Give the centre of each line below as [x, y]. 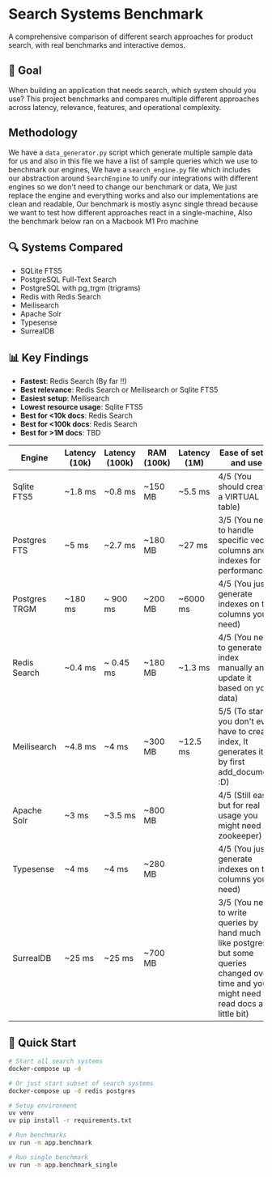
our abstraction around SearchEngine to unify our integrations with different [133, 178]
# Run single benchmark [49, 1157]
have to [232, 732]
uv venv [21, 1113]
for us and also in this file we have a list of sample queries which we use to [133, 161]
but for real [239, 805]
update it [235, 678]
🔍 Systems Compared [66, 247]
